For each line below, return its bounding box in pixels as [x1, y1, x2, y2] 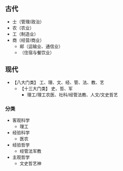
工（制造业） [12, 31, 38, 37]
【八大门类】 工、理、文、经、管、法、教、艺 [12, 79, 104, 85]
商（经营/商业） [12, 37, 44, 43]
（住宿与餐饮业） [19, 49, 55, 55]
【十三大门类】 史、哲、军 [19, 85, 73, 91]
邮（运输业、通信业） [19, 43, 63, 49]
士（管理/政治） [12, 19, 44, 25]
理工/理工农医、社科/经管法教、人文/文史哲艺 [27, 92, 118, 98]
